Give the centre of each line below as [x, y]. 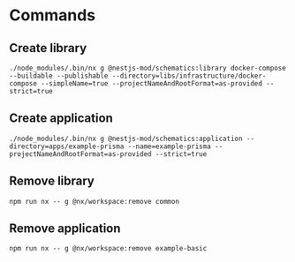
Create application [61, 119]
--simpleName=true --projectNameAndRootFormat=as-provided [152, 84]
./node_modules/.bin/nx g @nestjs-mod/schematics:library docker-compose [148, 68]
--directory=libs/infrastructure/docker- [189, 76]
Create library [48, 48]
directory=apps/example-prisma [67, 146]
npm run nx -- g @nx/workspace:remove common [94, 201]
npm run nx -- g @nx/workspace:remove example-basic [108, 249]
